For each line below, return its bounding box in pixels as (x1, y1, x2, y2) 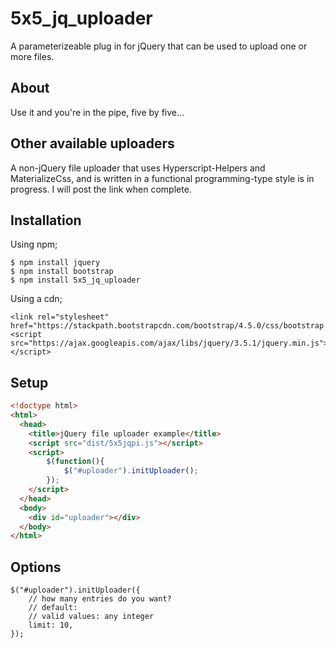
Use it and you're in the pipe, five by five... (10, 106, 185, 118)
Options (10, 558, 62, 576)
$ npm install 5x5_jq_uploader (10, 275, 141, 286)
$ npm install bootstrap (10, 267, 114, 277)
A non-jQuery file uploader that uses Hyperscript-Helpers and (10, 162, 266, 174)
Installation (10, 212, 82, 229)
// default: (28, 603, 78, 613)
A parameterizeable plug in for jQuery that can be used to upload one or (10, 40, 308, 52)
